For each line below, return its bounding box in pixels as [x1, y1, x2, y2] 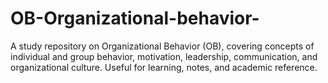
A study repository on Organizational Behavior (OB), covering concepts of [10, 40, 315, 52]
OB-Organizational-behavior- [10, 7, 260, 30]
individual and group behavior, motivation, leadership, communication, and [10, 50, 318, 62]
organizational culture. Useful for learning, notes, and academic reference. [10, 61, 318, 73]
